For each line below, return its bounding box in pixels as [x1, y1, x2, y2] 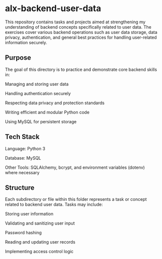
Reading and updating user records [5, 239, 76, 245]
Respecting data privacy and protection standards [5, 100, 105, 106]
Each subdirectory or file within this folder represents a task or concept [5, 196, 147, 202]
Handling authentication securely [5, 90, 71, 96]
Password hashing [5, 230, 42, 236]
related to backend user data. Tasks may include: [5, 202, 103, 208]
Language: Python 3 [5, 146, 45, 151]
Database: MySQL [5, 155, 41, 161]
